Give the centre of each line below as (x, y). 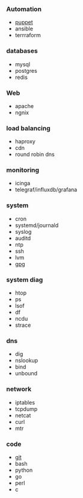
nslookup (26, 361)
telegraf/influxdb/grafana (46, 189)
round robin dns (35, 154)
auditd (23, 238)
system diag (25, 279)
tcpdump (26, 409)
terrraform (28, 35)
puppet (24, 22)
